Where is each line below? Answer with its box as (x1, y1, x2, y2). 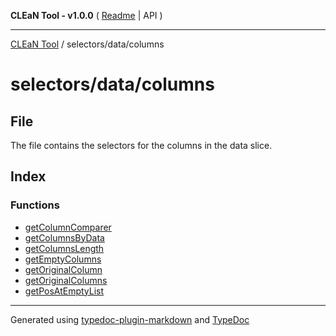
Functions (10, 198, 60, 212)
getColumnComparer (24, 221, 112, 233)
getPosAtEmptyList (24, 285, 105, 297)
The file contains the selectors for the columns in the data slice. (10, 140, 273, 151)
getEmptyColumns (24, 253, 102, 265)
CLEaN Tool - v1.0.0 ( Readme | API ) (10, 10, 163, 21)
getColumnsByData (24, 231, 105, 244)
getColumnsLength (24, 242, 105, 254)
